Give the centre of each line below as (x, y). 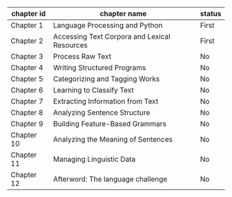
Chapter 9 (27, 124)
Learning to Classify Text (93, 90)
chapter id (29, 13)
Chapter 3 (27, 56)
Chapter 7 (27, 101)
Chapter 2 (27, 41)
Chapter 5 (27, 79)
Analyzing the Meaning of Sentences (113, 139)
